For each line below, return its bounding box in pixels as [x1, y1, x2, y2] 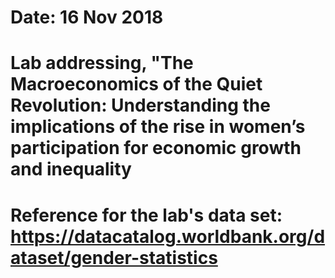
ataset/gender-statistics [10, 246, 218, 269]
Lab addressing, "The [10, 52, 194, 75]
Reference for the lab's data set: [10, 204, 283, 226]
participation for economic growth [10, 137, 302, 160]
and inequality [10, 158, 132, 181]
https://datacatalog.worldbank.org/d [10, 225, 326, 248]
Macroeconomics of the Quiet [10, 73, 263, 96]
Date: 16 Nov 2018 [10, 6, 164, 29]
